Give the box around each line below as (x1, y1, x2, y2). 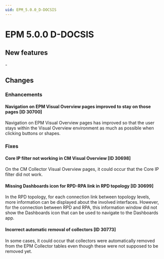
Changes (5, 76, 34, 85)
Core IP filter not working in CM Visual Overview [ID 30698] (5, 155, 131, 161)
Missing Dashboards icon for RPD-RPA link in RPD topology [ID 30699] (5, 183, 154, 189)
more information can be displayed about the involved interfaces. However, (5, 199, 159, 205)
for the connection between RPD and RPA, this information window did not (5, 205, 158, 211)
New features (5, 48, 48, 57)
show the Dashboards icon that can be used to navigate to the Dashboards (5, 210, 159, 216)
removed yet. (5, 248, 32, 254)
